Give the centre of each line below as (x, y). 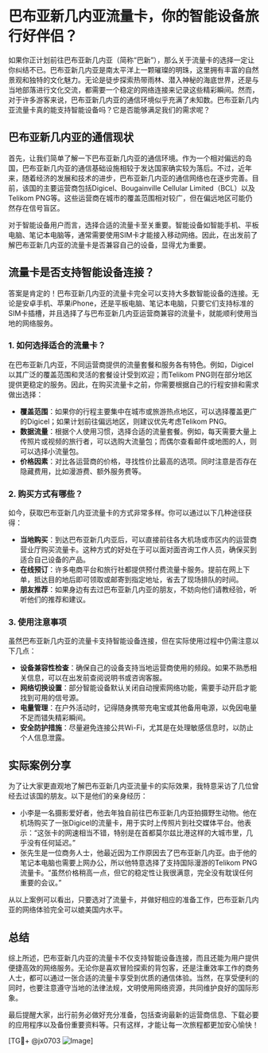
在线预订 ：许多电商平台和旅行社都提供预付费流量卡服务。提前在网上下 (135, 570)
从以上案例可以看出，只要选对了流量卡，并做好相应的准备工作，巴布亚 (123, 900)
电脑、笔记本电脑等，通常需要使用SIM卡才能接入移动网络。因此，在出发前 (130, 235)
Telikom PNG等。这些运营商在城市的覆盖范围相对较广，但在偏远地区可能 (127, 198)
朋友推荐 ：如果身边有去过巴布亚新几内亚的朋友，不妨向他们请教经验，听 (138, 590)
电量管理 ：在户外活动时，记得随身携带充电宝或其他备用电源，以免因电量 (138, 708)
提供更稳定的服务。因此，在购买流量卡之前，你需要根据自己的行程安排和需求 (134, 385)
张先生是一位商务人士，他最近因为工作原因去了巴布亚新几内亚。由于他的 (138, 853)
